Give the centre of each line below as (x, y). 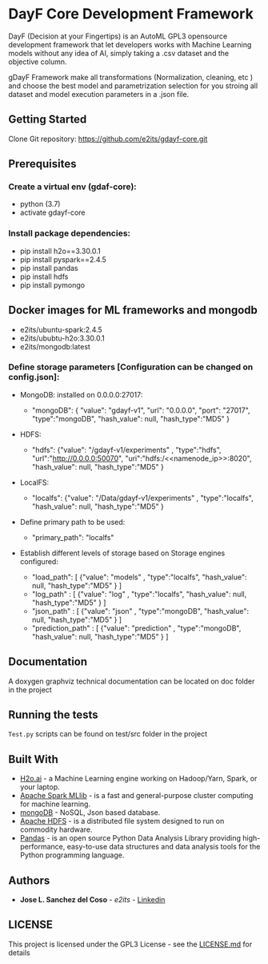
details (19, 952)
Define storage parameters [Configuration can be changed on (131, 367)
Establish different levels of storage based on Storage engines (122, 553)
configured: (39, 561)
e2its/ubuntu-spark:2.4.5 (61, 329)
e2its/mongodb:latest (55, 346)
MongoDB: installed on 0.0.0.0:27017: (81, 394)
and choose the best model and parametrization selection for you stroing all (133, 86)
